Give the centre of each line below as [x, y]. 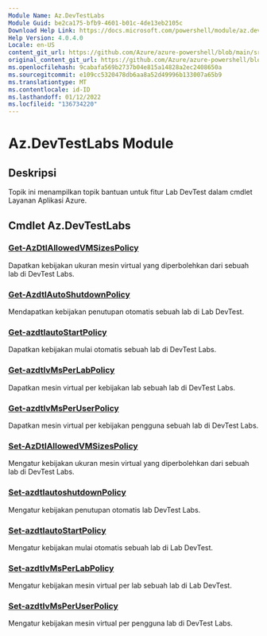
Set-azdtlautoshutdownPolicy [68, 492]
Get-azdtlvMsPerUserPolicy [64, 408]
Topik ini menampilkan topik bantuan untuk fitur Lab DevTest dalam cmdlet [130, 192]
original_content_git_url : [53, 60]
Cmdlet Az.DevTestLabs [70, 225]
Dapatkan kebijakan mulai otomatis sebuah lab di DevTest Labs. [112, 350]
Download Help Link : [43, 30]
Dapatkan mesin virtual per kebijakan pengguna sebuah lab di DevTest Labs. [133, 425]
